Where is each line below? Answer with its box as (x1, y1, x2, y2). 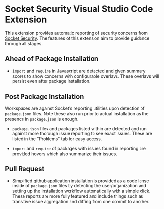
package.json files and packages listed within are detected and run (12, 125, 147, 131)
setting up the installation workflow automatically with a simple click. (12, 188, 151, 194)
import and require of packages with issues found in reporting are (12, 145, 146, 151)
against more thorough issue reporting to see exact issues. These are (12, 131, 153, 136)
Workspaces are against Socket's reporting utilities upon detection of (5, 105, 145, 111)
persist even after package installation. (12, 78, 91, 84)
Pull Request (5, 164, 45, 173)
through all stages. (5, 40, 43, 46)
